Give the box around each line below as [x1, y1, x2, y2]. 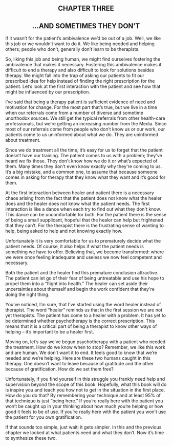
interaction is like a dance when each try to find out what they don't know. [5, 206, 161, 212]
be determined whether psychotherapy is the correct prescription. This [5, 318, 155, 324]
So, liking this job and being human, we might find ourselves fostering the [5, 56, 160, 62]
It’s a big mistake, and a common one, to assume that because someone [5, 169, 158, 175]
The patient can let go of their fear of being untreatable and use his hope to [5, 275, 165, 282]
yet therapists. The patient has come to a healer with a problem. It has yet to [5, 312, 166, 319]
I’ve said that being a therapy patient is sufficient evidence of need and [5, 99, 155, 105]
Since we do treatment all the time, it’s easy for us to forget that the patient [5, 147, 163, 153]
